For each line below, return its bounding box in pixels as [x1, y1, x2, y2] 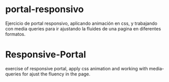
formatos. [5, 31, 26, 37]
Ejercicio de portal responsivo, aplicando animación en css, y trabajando [5, 20, 158, 26]
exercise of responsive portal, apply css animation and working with [5, 65, 148, 71]
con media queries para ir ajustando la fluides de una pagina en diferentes [5, 25, 161, 31]
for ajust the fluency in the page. [22, 71, 91, 77]
